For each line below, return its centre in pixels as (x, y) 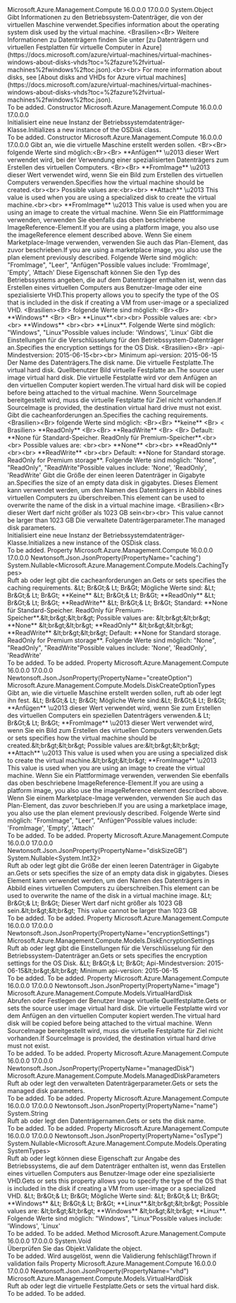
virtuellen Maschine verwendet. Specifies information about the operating (113, 25)
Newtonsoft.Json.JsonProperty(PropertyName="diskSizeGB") (98, 850)
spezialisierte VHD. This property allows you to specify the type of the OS (113, 295)
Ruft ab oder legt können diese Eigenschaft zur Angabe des (94, 1158)
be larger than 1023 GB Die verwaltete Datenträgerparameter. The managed (116, 520)
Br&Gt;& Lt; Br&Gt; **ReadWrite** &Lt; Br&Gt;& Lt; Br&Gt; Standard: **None (118, 603)
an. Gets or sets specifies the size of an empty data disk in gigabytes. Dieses (118, 873)
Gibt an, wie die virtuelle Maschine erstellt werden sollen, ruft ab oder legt (114, 693)
